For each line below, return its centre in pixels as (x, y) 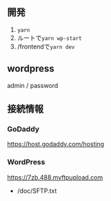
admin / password (33, 85)
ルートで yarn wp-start (49, 37)
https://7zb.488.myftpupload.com (55, 177)
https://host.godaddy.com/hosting (56, 144)
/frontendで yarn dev (46, 46)
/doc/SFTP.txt (37, 191)
